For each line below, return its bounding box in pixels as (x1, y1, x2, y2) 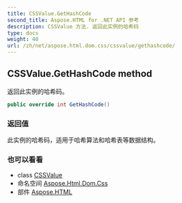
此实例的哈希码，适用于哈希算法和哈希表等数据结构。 (7, 136, 160, 144)
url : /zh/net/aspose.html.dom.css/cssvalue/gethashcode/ (7, 42, 176, 49)
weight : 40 (7, 36, 39, 43)
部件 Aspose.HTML (17, 188, 73, 196)
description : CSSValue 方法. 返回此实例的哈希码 (7, 23, 139, 30)
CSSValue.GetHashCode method (7, 68, 153, 80)
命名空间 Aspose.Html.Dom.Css (17, 179, 108, 188)
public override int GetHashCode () (7, 101, 110, 108)
